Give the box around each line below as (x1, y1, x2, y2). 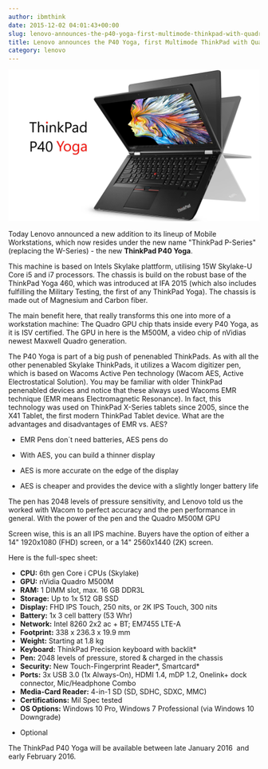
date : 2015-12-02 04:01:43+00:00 (8, 21, 120, 29)
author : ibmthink (8, 13, 66, 21)
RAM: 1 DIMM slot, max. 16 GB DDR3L (19, 586, 145, 595)
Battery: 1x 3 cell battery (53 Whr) (19, 610, 133, 621)
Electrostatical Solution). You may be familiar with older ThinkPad (8, 377, 223, 386)
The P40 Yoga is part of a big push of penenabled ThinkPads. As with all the (8, 351, 259, 362)
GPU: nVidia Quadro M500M (19, 577, 114, 587)
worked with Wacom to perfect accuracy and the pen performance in (8, 505, 236, 515)
